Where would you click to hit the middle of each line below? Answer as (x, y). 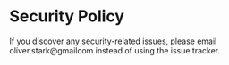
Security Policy (67, 16)
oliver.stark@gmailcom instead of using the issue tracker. (115, 50)
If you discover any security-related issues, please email (113, 41)
